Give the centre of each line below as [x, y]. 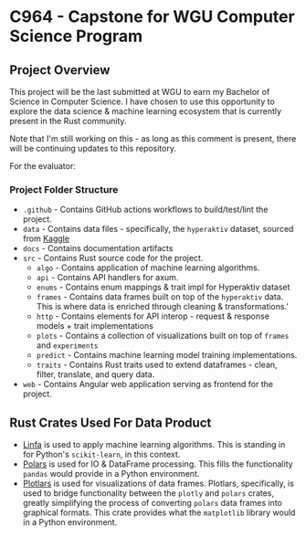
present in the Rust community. [68, 121]
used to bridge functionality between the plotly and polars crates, [148, 493]
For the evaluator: [42, 166]
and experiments [67, 345]
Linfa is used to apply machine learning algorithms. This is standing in [154, 445]
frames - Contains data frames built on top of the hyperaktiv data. [160, 297]
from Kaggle [46, 238]
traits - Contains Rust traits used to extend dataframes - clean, [157, 365]
